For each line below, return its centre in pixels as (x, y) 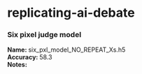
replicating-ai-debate (71, 13)
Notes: (17, 65)
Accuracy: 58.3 (30, 57)
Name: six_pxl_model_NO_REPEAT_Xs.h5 (66, 50)
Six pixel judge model (44, 35)
